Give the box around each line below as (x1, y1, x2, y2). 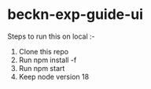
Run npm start (18, 63, 65, 72)
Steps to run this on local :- (7, 32, 95, 41)
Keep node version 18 (18, 72, 90, 81)
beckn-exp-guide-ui (7, 6, 143, 24)
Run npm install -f (18, 55, 77, 65)
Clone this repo (18, 46, 68, 56)
